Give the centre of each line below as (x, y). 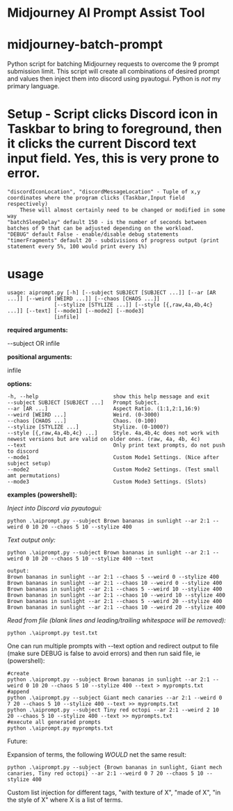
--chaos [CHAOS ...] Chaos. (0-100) (82, 421)
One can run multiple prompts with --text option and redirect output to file (113, 646)
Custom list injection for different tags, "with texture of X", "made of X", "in (114, 792)
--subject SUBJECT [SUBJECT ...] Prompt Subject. (83, 403)
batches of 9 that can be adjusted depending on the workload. (101, 228)
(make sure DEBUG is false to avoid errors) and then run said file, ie (104, 653)
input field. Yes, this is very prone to (113, 159)
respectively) (28, 204)
